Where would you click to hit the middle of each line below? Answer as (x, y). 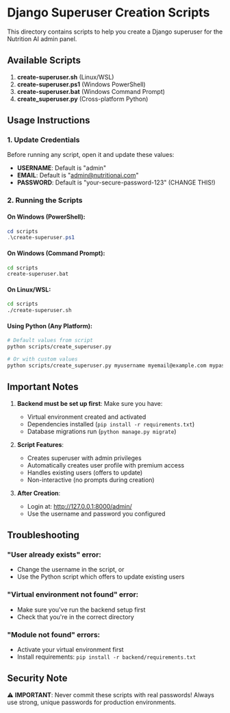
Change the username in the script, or (71, 570)
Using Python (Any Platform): (50, 326)
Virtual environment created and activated (87, 417)
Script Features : (40, 444)
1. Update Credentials (43, 140)
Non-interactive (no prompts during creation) (91, 480)
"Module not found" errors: (54, 634)
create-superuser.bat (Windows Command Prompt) (91, 91)
